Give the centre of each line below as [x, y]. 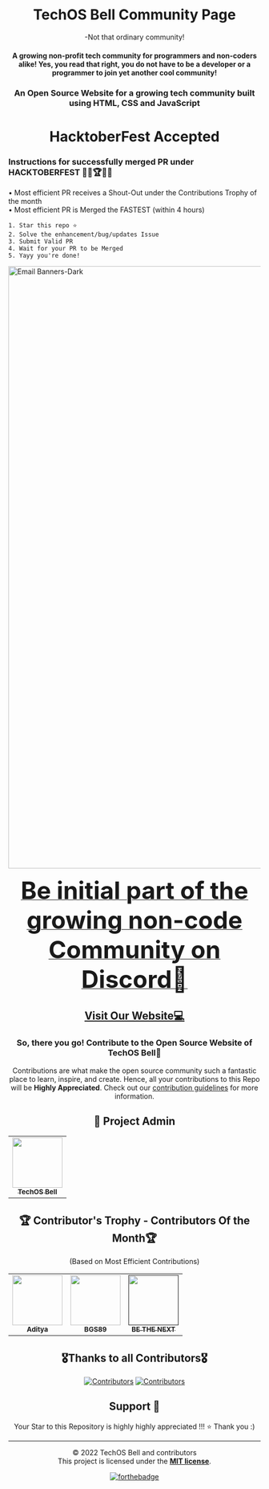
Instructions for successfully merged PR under [101, 161]
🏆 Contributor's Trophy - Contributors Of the [134, 1220]
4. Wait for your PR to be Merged [66, 248]
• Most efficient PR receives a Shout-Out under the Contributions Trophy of [133, 192]
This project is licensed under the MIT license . [134, 1461]
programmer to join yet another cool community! [134, 72]
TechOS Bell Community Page [134, 15]
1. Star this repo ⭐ [43, 225]
